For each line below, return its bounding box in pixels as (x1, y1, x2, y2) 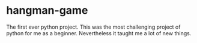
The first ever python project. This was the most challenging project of (6, 23, 181, 30)
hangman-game (6, 4, 88, 17)
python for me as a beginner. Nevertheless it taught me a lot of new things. (6, 29, 192, 36)
